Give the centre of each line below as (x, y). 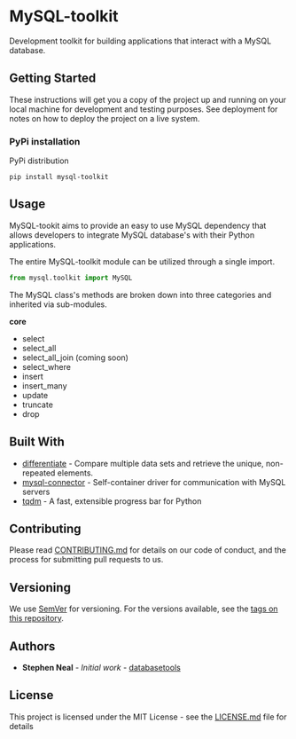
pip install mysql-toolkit (59, 177)
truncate (37, 405)
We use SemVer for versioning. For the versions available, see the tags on (144, 609)
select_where (46, 366)
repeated (39, 473)
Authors (32, 646)
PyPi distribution (39, 161)
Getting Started (53, 79)
